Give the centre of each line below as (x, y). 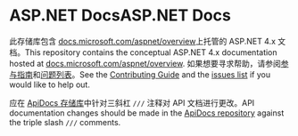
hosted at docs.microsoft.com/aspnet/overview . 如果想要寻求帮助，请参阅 (145, 63)
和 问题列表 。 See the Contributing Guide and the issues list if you (151, 74)
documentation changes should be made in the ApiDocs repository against (147, 113)
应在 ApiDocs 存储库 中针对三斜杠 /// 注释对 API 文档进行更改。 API (132, 102)
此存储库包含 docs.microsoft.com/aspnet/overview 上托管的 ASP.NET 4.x (143, 41)
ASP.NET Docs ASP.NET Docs (120, 16)
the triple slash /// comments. (65, 122)
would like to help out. (50, 84)
